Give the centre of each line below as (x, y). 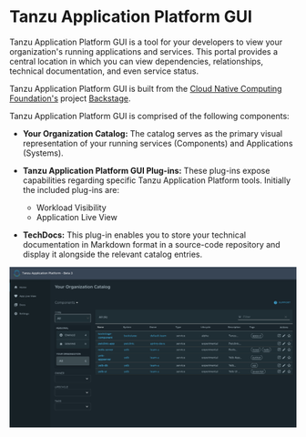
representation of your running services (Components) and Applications (158, 143)
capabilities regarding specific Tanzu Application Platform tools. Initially (157, 180)
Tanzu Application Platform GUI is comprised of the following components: (149, 116)
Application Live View (77, 217)
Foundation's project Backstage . (70, 98)
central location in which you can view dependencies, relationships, (137, 61)
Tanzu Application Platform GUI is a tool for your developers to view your (146, 42)
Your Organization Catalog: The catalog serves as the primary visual (153, 133)
